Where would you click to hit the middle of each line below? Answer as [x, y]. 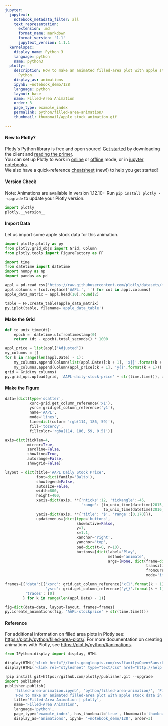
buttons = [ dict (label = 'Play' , [107, 552]
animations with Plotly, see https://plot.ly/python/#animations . [69, 645]
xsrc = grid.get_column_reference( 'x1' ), [71, 403]
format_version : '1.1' [42, 38]
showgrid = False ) [44, 464]
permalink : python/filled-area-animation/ [59, 113]
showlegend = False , [56, 482]
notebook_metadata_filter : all [47, 19]
